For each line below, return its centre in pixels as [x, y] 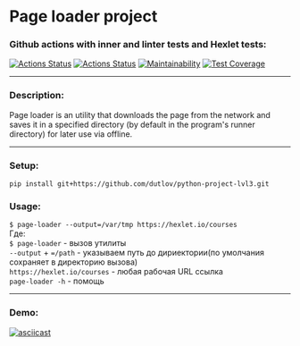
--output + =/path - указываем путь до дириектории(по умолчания [137, 253]
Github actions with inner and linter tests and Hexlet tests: [138, 45]
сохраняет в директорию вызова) [74, 262]
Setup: [24, 165]
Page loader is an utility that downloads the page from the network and [140, 114]
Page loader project [83, 17]
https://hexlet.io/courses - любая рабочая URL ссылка [116, 272]
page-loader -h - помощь [57, 281]
